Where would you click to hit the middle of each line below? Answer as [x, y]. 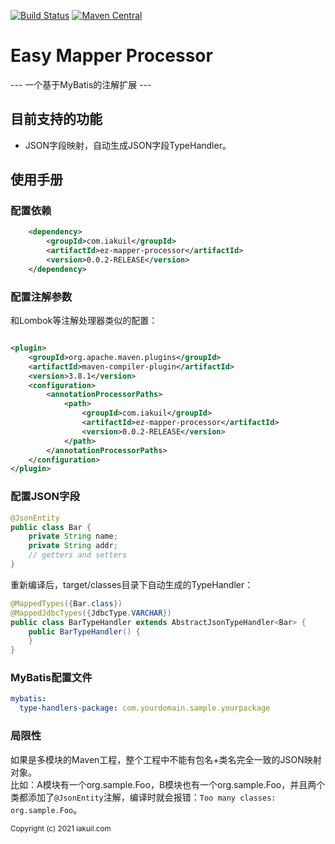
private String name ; [73, 536]
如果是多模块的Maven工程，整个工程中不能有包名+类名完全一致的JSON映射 [166, 759]
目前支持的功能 [56, 119]
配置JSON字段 [45, 497]
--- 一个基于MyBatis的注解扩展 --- [81, 84]
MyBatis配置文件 [51, 678]
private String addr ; [73, 546]
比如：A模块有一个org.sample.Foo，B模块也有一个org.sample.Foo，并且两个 [168, 784]
